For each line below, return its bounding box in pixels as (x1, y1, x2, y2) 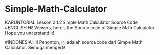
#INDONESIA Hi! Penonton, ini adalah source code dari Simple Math (5, 39, 143, 45)
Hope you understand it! (5, 30, 54, 36)
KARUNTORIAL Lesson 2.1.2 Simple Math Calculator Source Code (5, 19, 138, 25)
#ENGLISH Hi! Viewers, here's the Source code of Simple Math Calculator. (5, 24, 156, 30)
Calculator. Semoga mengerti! (5, 44, 65, 50)
